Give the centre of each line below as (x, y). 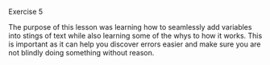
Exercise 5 (26, 12)
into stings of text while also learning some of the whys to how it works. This (135, 36)
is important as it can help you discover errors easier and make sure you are (135, 44)
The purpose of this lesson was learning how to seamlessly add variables (130, 27)
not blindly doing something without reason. (81, 53)
